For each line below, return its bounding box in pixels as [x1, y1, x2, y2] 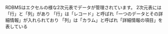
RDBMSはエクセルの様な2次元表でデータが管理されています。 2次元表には [5, 5, 162, 10]
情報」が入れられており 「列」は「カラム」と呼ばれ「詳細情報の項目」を [9, 17, 163, 23]
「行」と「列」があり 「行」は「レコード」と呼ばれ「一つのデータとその [5, 11, 159, 17]
